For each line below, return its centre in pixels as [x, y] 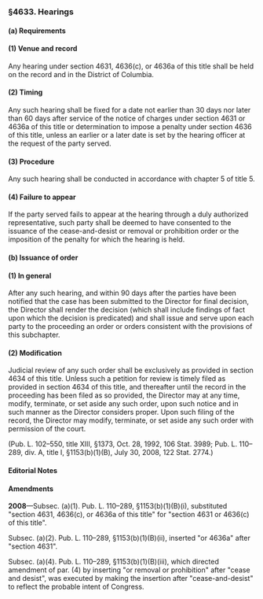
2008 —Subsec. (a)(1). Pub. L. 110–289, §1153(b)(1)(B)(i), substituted [118, 506]
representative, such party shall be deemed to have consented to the [120, 223]
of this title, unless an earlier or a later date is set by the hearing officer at [127, 135]
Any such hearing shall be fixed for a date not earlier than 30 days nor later [130, 109]
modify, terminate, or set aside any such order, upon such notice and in [123, 404]
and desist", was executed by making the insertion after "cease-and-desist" [131, 579]
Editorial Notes [33, 470]
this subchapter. [34, 335]
